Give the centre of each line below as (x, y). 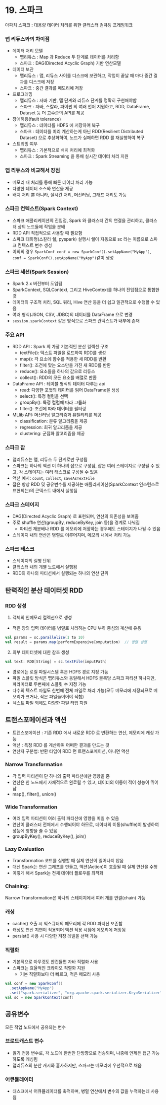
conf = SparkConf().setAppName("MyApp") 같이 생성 (63, 258)
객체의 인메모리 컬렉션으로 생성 (42, 617)
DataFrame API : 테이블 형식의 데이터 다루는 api (59, 384)
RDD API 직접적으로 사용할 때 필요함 (47, 233)
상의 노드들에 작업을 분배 (41, 226)
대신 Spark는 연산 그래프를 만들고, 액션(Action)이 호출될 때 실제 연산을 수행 (85, 867)
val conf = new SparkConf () (34, 984)
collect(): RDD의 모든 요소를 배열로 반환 (58, 377)
